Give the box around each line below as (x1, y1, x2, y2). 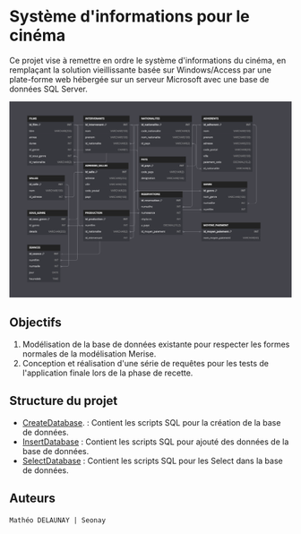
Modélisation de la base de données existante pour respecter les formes (21, 339, 290, 349)
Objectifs (9, 315, 63, 331)
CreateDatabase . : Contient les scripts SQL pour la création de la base (21, 417, 281, 427)
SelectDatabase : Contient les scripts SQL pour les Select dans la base (21, 455, 284, 466)
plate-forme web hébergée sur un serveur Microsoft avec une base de (9, 73, 270, 84)
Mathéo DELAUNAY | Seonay (9, 516, 106, 525)
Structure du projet (9, 393, 118, 409)
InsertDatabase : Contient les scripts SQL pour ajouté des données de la (21, 436, 289, 447)
